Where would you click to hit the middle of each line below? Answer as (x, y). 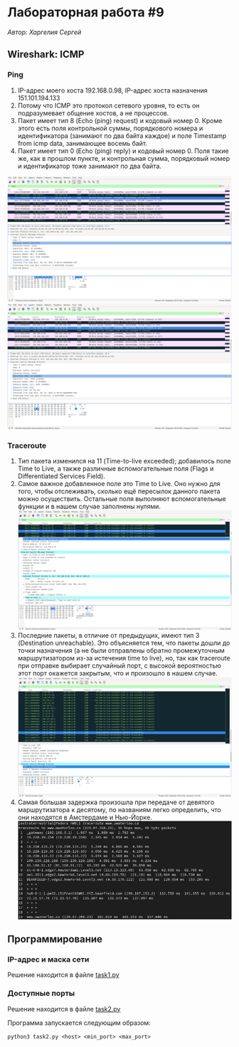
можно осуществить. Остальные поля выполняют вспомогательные (122, 498)
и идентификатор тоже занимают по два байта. (90, 166)
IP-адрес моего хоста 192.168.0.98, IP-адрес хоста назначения (112, 90)
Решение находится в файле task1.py (63, 975)
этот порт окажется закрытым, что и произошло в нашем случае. (118, 673)
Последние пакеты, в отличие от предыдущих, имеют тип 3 (108, 636)
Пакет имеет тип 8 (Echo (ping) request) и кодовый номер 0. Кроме (120, 120)
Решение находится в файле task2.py (64, 1009)
